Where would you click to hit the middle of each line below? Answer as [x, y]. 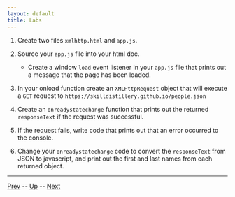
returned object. [41, 166]
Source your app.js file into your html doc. [78, 54]
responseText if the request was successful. [80, 117]
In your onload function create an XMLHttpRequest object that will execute [122, 88]
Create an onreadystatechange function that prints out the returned [113, 109]
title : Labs [24, 20]
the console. [35, 138]
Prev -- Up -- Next [34, 186]
